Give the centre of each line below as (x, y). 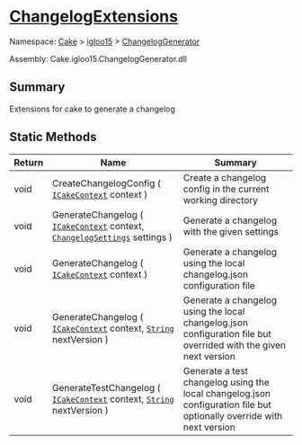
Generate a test (216, 370)
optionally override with (233, 415)
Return (29, 162)
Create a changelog (225, 177)
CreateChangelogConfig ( (107, 183)
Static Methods (53, 137)
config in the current (226, 189)
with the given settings (231, 231)
